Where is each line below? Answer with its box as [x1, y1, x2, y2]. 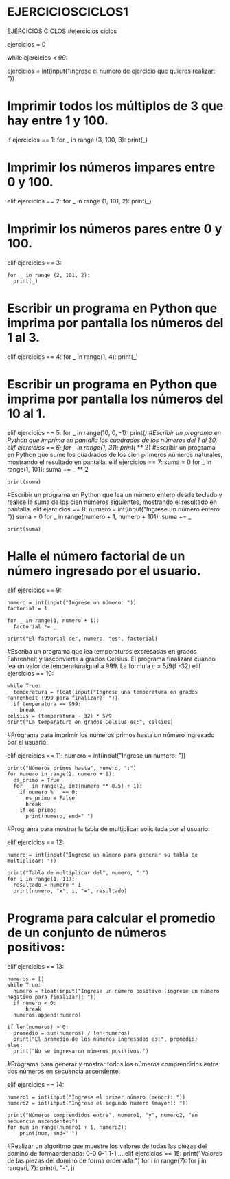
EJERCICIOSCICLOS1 [7, 4, 129, 20]
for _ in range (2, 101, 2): [7, 272, 91, 278]
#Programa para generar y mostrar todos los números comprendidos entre [7, 1059, 219, 1068]
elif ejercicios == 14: [7, 1080, 65, 1088]
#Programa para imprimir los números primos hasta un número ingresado [7, 730, 215, 739]
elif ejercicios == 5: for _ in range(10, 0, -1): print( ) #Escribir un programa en [7, 428, 222, 437]
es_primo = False [25, 795, 76, 802]
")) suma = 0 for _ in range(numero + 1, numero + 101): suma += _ [7, 512, 192, 520]
